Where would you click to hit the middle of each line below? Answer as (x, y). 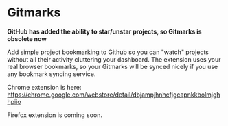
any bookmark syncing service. (52, 74)
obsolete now (27, 38)
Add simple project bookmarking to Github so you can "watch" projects (108, 52)
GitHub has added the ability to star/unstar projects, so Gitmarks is (104, 32)
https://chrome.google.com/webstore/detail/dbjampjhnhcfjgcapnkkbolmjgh (114, 94)
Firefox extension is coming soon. (55, 115)
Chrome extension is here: (44, 87)
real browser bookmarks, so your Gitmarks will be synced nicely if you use (113, 66)
